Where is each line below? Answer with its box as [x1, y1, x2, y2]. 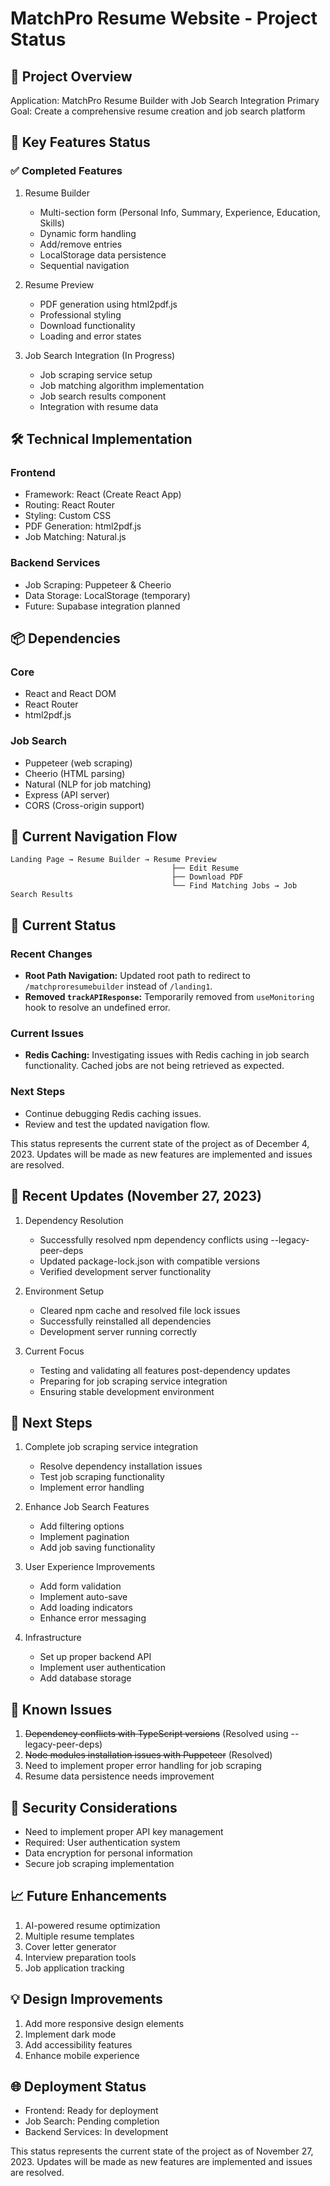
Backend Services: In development [24, 2126, 169, 2138]
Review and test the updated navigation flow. [24, 1118, 210, 1130]
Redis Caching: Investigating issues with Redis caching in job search [24, 1049, 310, 1061]
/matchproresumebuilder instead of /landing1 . [24, 980, 213, 992]
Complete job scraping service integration [24, 1441, 198, 1453]
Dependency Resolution [24, 1214, 124, 1226]
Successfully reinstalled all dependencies [39, 1315, 212, 1327]
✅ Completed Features [10, 164, 123, 178]
